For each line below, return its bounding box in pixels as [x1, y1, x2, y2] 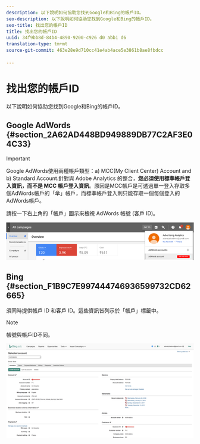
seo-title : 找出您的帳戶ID [6, 22, 68, 28]
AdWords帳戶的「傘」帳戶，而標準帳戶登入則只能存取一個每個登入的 [11, 190, 180, 197]
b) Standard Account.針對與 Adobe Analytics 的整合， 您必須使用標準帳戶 [6, 175, 186, 182]
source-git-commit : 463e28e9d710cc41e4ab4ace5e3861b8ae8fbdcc [6, 48, 164, 54]
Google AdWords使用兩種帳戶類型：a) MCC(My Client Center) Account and [6, 167, 192, 174]
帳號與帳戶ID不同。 [6, 331, 54, 339]
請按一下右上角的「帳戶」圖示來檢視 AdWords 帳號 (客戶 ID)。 [6, 209, 159, 217]
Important [6, 155, 30, 162]
